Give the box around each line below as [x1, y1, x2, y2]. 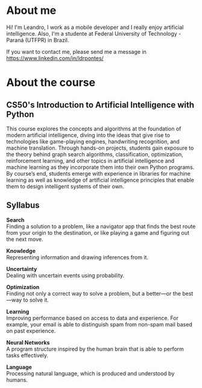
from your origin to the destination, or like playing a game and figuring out [6, 229, 190, 236]
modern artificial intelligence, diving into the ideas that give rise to [6, 131, 171, 139]
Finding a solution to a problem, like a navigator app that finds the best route [6, 223, 196, 230]
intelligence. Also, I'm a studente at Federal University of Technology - [6, 30, 181, 37]
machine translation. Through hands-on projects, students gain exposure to [6, 144, 194, 151]
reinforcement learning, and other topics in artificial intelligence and [6, 157, 175, 164]
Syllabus [6, 200, 40, 211]
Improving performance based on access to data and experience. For [6, 314, 179, 322]
